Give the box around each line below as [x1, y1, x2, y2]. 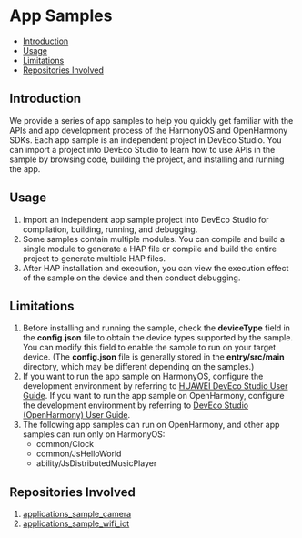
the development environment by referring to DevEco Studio [22, 400, 248, 411]
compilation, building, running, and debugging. [22, 224, 198, 235]
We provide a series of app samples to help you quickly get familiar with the [9, 115, 294, 126]
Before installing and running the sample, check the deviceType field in [22, 322, 291, 333]
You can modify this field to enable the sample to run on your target [22, 342, 277, 353]
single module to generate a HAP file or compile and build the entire [22, 243, 277, 254]
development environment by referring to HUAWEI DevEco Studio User [22, 381, 288, 391]
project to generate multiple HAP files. [22, 252, 166, 264]
